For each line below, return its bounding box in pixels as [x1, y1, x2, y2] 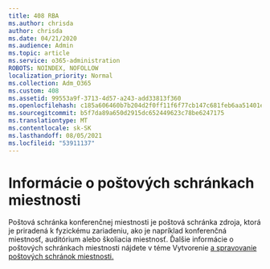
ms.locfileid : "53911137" [8, 139, 95, 147]
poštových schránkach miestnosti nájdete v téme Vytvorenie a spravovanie [8, 243, 257, 253]
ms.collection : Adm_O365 [8, 79, 92, 87]
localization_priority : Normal [8, 72, 113, 80]
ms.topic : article [8, 49, 70, 57]
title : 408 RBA [8, 11, 59, 20]
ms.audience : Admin [8, 42, 74, 50]
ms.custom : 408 [8, 86, 59, 95]
